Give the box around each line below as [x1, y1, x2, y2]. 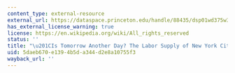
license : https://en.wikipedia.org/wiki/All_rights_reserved [7, 29, 190, 37]
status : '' [7, 36, 39, 43]
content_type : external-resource [7, 10, 105, 17]
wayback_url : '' [7, 56, 55, 63]
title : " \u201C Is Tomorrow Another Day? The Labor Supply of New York [7, 42, 218, 49]
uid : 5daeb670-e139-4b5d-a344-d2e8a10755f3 [7, 49, 136, 56]
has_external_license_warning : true [7, 23, 114, 30]
